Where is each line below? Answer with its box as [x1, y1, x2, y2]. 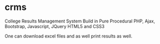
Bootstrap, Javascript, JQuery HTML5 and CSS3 [4, 23, 104, 29]
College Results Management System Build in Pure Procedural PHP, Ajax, [4, 18, 155, 24]
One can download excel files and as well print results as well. [4, 33, 132, 39]
